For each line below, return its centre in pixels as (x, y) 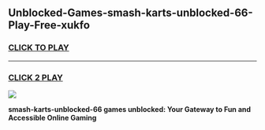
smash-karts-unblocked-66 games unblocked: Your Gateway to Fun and (129, 109)
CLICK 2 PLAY (35, 77)
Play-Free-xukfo (49, 26)
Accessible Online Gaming (52, 117)
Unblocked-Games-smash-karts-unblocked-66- (131, 13)
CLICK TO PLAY (39, 48)
